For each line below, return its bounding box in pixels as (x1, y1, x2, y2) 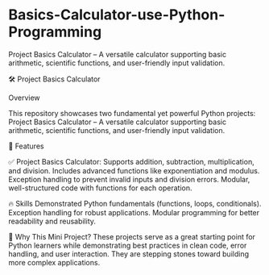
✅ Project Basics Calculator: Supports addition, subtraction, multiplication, (8, 156, 255, 166)
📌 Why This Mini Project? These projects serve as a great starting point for (8, 231, 256, 241)
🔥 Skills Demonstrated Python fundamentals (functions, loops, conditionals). (8, 198, 262, 208)
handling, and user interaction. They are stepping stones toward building (8, 248, 250, 259)
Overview (8, 93, 40, 102)
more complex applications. (8, 257, 101, 267)
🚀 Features (8, 141, 44, 151)
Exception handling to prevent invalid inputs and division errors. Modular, (8, 174, 250, 184)
